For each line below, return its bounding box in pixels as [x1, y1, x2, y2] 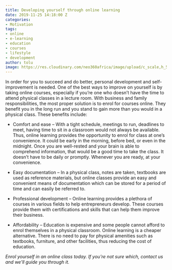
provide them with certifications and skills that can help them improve [12, 206, 160, 213]
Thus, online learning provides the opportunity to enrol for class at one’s [12, 132, 165, 138]
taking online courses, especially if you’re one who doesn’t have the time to [5, 90, 165, 96]
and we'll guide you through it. [5, 259, 70, 265]
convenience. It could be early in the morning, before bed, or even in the [12, 138, 166, 144]
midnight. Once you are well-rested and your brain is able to [12, 143, 140, 149]
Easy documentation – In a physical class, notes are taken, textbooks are [12, 170, 166, 176]
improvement [5, 84, 33, 90]
